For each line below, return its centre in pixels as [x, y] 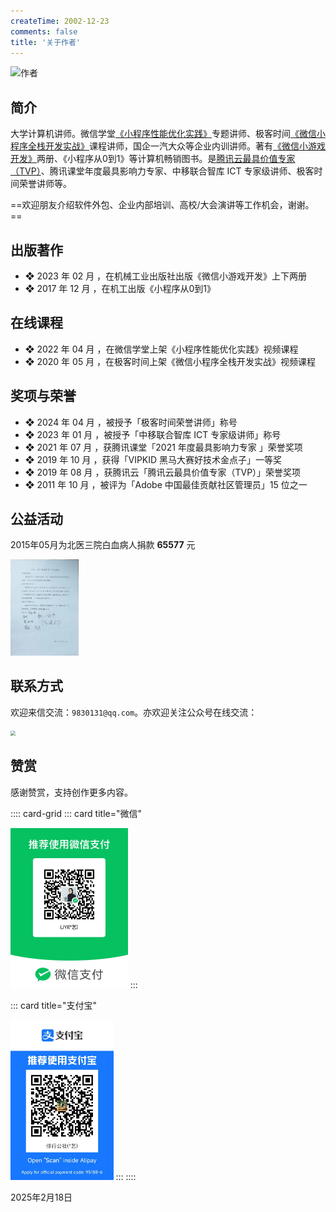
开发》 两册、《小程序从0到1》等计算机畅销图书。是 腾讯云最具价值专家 [153, 159]
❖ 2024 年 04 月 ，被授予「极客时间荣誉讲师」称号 [131, 422]
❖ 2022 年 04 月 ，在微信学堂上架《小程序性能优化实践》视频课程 [161, 349]
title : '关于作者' [46, 42]
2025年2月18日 [41, 1197]
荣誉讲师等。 [45, 184]
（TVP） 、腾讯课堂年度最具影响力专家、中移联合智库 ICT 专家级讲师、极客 [162, 171]
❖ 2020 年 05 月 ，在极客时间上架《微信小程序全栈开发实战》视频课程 [170, 361]
